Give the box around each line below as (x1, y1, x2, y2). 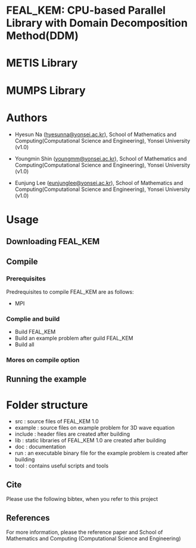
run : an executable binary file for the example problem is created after (14, 450, 189, 457)
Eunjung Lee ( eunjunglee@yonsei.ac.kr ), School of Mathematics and (14, 179, 183, 186)
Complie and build (6, 315, 60, 323)
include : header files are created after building (14, 430, 130, 438)
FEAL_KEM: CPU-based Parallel (6, 4, 166, 17)
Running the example (6, 374, 87, 384)
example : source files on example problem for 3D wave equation (14, 424, 175, 432)
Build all (14, 341, 35, 348)
